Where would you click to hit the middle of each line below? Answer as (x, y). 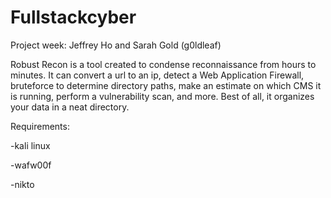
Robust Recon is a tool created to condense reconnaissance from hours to (163, 64)
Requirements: (40, 126)
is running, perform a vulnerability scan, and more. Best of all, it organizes (162, 96)
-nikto (22, 184)
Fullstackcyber (73, 17)
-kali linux (30, 145)
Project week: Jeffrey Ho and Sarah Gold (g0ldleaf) (116, 45)
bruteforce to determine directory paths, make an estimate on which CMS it (166, 85)
